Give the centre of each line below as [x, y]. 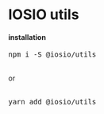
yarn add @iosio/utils [52, 102]
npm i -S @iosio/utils [52, 55]
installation [27, 37]
